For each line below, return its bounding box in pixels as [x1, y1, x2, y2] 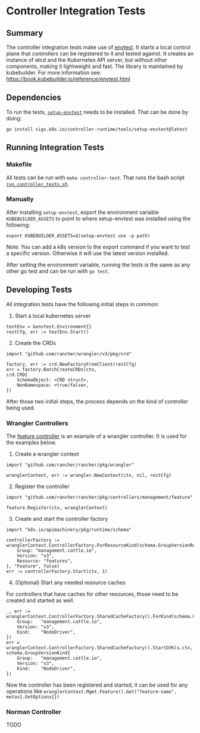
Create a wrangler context [14, 450, 79, 457]
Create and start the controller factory [14, 515, 108, 522]
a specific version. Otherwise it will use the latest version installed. [6, 249, 170, 257]
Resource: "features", [17, 558, 73, 564]
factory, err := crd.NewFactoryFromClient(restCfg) [6, 361, 137, 367]
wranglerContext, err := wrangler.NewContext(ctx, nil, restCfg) [6, 472, 171, 478]
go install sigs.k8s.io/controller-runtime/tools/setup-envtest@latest [6, 126, 187, 132]
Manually [6, 195, 34, 203]
